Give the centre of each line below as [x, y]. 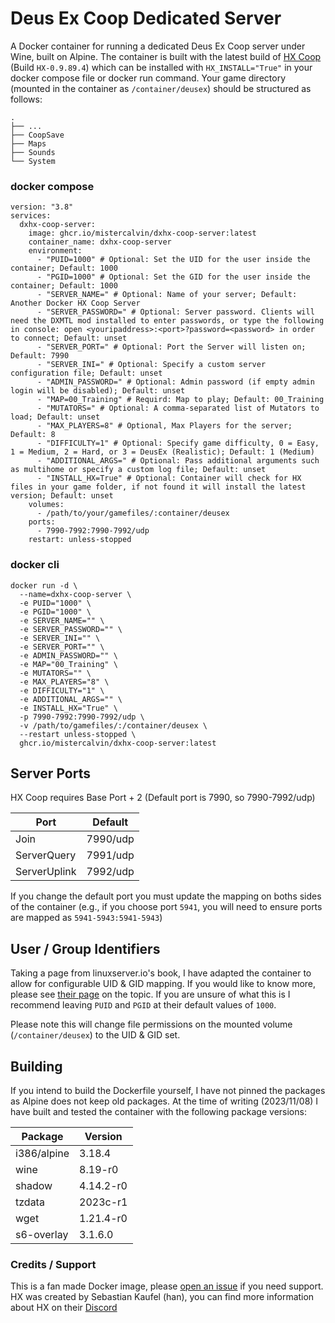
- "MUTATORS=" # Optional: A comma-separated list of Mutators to [178, 408]
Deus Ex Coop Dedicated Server [146, 18]
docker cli [35, 565]
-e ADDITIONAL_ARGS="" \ [71, 699]
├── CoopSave [37, 135]
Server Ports [50, 773]
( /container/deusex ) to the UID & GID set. [95, 1035]
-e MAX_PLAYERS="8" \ [64, 682]
